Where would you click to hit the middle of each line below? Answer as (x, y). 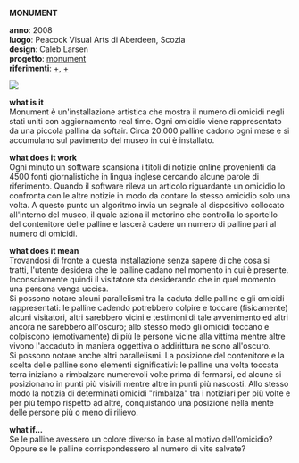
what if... (26, 429)
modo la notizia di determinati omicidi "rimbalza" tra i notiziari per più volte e (150, 393)
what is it (27, 102)
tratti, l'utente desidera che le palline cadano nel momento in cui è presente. (149, 270)
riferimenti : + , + (39, 68)
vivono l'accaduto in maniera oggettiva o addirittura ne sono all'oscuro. (140, 346)
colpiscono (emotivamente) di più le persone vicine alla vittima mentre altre (147, 336)
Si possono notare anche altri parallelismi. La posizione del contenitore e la (147, 355)
